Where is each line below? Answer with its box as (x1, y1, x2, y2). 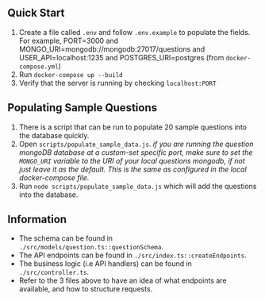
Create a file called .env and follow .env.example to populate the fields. (18, 27, 251, 37)
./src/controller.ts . (18, 268, 89, 277)
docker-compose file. (18, 172, 90, 182)
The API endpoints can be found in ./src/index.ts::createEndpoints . (18, 250, 247, 260)
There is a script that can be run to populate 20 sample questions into (18, 122, 248, 132)
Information (7, 213, 67, 226)
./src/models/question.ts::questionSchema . (18, 242, 164, 252)
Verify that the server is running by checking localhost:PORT (18, 78, 217, 87)
